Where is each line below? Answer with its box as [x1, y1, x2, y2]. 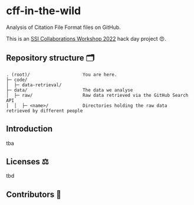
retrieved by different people [6, 108, 83, 113]
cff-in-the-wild [6, 4, 81, 18]
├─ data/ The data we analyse [6, 87, 133, 93]
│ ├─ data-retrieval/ [6, 82, 62, 88]
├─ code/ [6, 77, 28, 83]
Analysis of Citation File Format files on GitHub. [6, 24, 121, 31]
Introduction [6, 124, 53, 134]
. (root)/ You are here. [6, 71, 117, 77]
